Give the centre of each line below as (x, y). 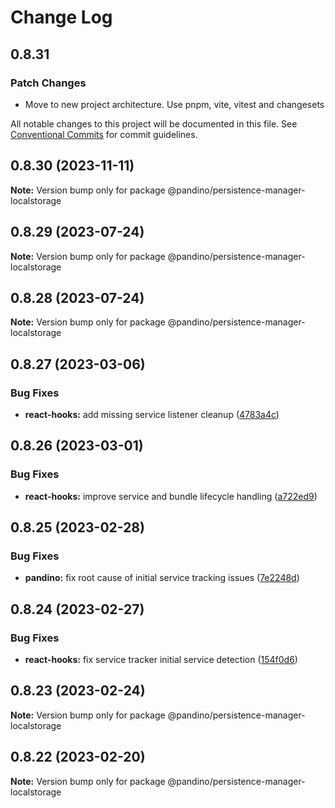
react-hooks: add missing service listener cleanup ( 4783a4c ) (152, 414)
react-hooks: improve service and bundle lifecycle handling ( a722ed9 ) (171, 496)
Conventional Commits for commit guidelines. (104, 134)
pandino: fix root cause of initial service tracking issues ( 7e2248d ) (162, 578)
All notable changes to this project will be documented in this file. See (154, 123)
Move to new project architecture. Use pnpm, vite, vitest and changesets (174, 104)
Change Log (61, 17)
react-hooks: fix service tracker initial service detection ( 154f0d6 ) (161, 660)
